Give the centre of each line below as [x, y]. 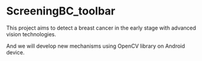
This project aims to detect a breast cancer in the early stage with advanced [101, 28]
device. [15, 52]
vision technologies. [31, 34]
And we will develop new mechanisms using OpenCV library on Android [96, 46]
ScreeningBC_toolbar [61, 11]
